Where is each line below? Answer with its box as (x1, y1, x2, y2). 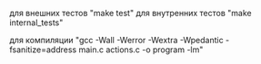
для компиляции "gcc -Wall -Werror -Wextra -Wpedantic (9, 35, 225, 45)
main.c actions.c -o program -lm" (78, 44, 204, 55)
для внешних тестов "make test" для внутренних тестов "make (9, 8, 252, 18)
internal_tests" (9, 17, 64, 28)
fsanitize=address (9, 44, 77, 55)
